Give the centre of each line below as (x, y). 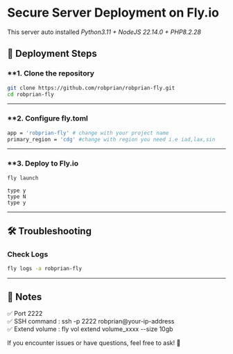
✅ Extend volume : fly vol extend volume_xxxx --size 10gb (90, 329)
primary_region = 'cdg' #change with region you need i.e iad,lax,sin (111, 139)
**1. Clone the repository (51, 73)
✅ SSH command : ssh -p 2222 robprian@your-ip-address (91, 321)
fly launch (23, 178)
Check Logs (28, 254)
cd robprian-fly (31, 94)
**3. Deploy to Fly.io (43, 163)
